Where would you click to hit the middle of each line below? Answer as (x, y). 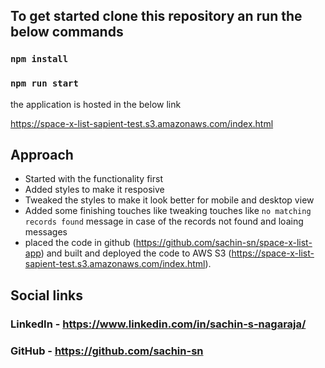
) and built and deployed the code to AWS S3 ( (136, 253)
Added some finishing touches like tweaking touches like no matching (168, 211)
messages (46, 232)
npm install (39, 59)
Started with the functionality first (93, 179)
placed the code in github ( (80, 243)
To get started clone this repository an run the (156, 16)
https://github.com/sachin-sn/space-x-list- (224, 243)
